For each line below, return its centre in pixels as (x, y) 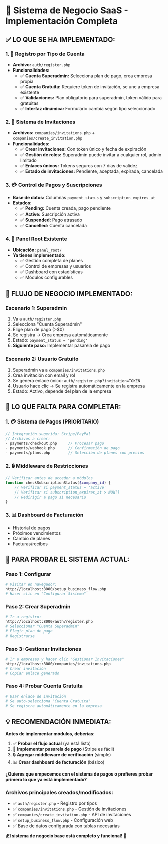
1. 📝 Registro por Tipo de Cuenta (45, 54)
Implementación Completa (61, 21)
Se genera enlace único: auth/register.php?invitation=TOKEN (76, 380)
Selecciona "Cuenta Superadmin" (47, 324)
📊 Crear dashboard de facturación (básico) (58, 762)
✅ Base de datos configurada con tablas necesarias (66, 826)
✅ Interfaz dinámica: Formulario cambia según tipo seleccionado (88, 108)
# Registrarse (20, 636)
